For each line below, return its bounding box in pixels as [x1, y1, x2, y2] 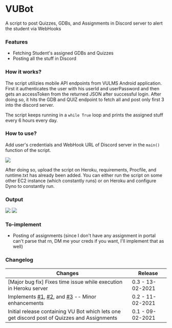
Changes [56, 269, 79, 277]
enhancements [8, 299, 44, 306]
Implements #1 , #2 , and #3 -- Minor [8, 293, 96, 300]
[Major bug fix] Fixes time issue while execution [8, 278, 123, 285]
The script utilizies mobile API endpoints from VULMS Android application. [5, 80, 162, 86]
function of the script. [5, 147, 51, 153]
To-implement [5, 221, 42, 228]
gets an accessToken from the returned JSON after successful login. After [5, 91, 161, 97]
